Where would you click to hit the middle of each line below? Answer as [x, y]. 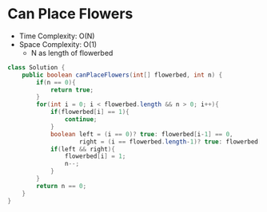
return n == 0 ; [62, 186]
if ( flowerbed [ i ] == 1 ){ [90, 112]
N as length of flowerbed [72, 53]
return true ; [72, 90]
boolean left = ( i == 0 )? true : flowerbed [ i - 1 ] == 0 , [141, 134]
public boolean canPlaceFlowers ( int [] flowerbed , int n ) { [122, 75]
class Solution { [36, 67]
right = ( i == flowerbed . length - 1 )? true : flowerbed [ [170, 141]
